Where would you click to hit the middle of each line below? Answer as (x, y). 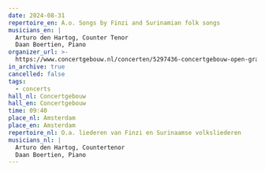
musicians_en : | (35, 30)
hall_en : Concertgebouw (47, 103)
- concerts (33, 89)
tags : (17, 81)
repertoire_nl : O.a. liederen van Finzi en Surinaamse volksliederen (125, 132)
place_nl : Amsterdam (42, 118)
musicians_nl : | (35, 140)
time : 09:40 (28, 111)
